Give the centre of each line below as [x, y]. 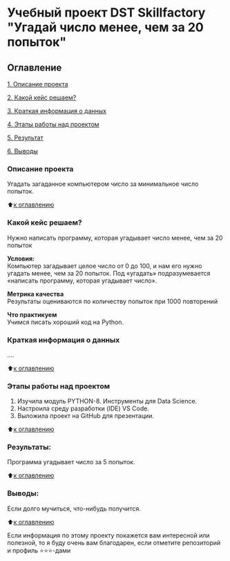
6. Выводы [22, 151]
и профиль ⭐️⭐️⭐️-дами [39, 550]
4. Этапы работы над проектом [53, 124]
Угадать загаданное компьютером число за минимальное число [103, 184]
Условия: [21, 258]
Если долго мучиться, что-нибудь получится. [74, 508]
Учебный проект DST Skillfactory [106, 13]
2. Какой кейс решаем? [42, 97]
